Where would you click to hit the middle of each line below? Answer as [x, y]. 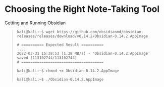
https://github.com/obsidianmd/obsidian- [100, 32]
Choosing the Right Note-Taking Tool [82, 9]
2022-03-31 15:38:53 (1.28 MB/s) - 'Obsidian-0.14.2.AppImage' [83, 53]
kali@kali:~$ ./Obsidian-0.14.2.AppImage [60, 79]
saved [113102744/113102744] [47, 58]
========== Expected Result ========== [62, 45]
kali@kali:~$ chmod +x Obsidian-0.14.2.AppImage [68, 71]
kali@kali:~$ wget [36, 32]
